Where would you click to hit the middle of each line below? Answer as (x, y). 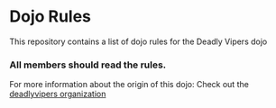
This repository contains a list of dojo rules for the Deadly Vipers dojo (138, 41)
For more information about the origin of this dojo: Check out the (129, 85)
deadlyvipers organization (58, 94)
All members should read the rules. (88, 65)
